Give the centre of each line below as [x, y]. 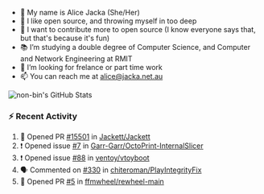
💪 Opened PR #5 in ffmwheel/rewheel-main [92, 182]
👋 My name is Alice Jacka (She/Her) [80, 12]
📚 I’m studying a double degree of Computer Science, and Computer [135, 47]
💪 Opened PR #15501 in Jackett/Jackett [85, 137]
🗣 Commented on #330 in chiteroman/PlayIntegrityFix [111, 170]
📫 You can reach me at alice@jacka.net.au [91, 76]
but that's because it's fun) [65, 38]
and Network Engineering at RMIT [76, 59]
